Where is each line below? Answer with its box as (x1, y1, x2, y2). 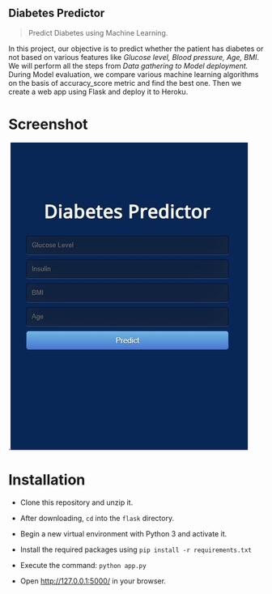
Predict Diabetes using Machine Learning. (28, 28, 168, 37)
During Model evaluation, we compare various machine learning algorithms (8, 69, 259, 79)
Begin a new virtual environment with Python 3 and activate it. (19, 528, 227, 538)
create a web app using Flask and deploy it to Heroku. (8, 87, 189, 96)
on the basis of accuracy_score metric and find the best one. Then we (8, 78, 241, 88)
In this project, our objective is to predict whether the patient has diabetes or (8, 44, 264, 53)
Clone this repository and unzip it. (19, 498, 134, 507)
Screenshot (8, 115, 88, 133)
